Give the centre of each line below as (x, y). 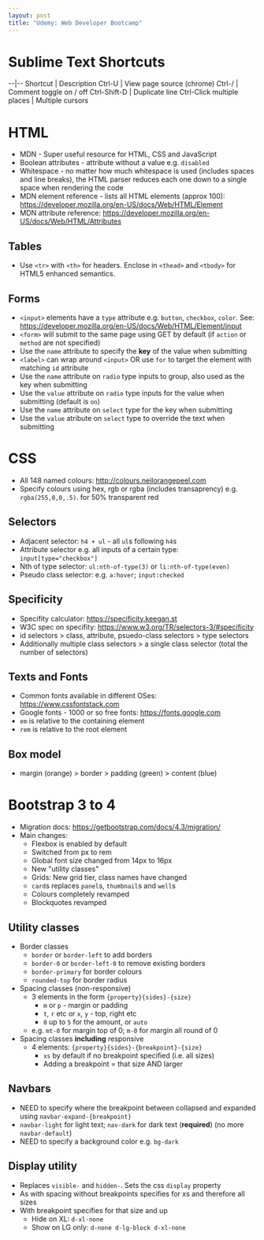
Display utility (43, 1166)
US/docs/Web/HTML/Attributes (71, 221)
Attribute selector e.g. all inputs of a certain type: (99, 549)
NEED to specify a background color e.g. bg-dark (99, 1141)
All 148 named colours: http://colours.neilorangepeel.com (113, 480)
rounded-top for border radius (79, 979)
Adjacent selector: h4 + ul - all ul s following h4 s (98, 541)
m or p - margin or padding (86, 1005)
